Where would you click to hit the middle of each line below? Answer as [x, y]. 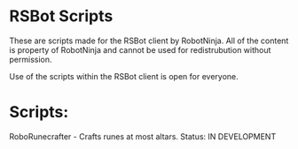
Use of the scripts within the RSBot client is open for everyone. [124, 76]
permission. [31, 59]
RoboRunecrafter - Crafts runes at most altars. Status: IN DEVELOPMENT [143, 136]
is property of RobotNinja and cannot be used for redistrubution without [140, 49]
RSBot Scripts [61, 16]
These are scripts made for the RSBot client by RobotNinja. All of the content [149, 41]
